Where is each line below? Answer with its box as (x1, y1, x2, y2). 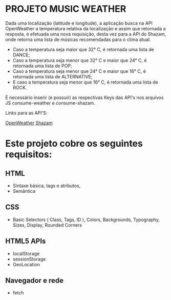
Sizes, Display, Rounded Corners (12, 222, 82, 228)
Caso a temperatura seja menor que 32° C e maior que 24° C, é (12, 57, 147, 63)
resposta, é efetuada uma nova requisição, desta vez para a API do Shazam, (5, 31, 166, 37)
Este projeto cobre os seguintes (5, 138, 143, 149)
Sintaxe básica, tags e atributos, (12, 183, 81, 189)
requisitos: (5, 149, 52, 161)
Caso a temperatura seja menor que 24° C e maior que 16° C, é (12, 68, 146, 74)
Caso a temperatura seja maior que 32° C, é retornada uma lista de (12, 46, 155, 52)
